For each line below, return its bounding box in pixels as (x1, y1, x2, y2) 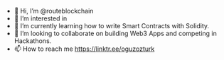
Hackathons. (14, 37, 52, 45)
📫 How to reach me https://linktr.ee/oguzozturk (14, 44, 155, 53)
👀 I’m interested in (14, 14, 68, 23)
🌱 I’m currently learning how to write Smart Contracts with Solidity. (14, 22, 210, 30)
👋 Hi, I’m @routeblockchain (14, 7, 94, 15)
